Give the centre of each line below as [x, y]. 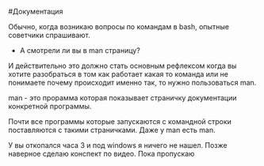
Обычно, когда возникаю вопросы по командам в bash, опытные [119, 26]
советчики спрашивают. [49, 35]
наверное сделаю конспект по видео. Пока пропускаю [101, 154]
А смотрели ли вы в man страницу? [80, 50]
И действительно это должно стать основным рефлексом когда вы [122, 66]
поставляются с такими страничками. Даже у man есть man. [112, 130]
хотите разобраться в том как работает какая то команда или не [118, 74]
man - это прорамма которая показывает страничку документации [122, 98]
